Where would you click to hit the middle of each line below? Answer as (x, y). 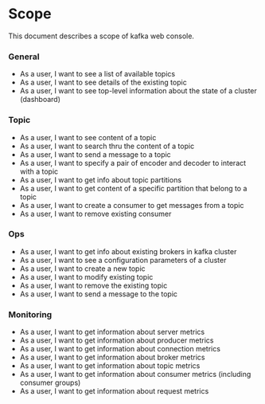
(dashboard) (40, 100)
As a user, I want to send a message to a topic (95, 154)
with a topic (39, 171)
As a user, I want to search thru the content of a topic (107, 146)
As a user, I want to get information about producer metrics (117, 340)
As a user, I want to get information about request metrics (114, 391)
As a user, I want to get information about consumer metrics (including (135, 375)
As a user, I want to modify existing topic (86, 277)
